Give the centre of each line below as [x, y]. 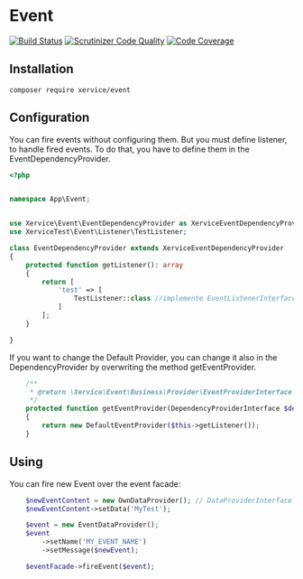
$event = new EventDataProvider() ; [92, 525]
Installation [41, 69]
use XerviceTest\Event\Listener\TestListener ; [98, 232]
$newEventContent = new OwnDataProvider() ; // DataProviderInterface [159, 500]
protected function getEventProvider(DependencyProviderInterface [153, 409]
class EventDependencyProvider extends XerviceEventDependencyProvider [147, 248]
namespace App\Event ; [50, 200]
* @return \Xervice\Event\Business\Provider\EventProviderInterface [161, 392]
